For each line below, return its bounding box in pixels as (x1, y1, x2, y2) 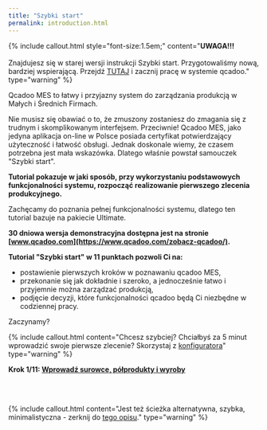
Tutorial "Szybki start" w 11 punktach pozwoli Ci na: (8, 252, 183, 261)
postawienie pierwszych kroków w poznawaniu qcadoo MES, (19, 268, 222, 277)
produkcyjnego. (8, 189, 62, 198)
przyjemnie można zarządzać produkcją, (19, 284, 154, 294)
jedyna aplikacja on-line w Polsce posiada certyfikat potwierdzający (8, 131, 232, 140)
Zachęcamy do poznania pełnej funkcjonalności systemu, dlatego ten (8, 204, 236, 213)
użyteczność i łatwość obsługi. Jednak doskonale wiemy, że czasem (8, 139, 234, 149)
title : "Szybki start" (8, 11, 84, 20)
